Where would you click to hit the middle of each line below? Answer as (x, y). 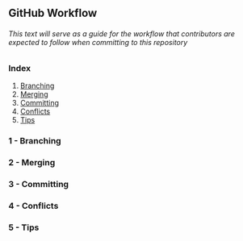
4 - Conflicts (34, 206)
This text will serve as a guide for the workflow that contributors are (122, 33)
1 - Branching (35, 140)
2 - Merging (32, 162)
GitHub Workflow (53, 13)
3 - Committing (39, 184)
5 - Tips (24, 227)
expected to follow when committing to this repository (98, 42)
